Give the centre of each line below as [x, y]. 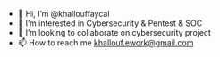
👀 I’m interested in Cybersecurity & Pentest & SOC [110, 23]
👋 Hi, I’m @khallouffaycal [63, 14]
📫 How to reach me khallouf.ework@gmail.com [106, 43]
